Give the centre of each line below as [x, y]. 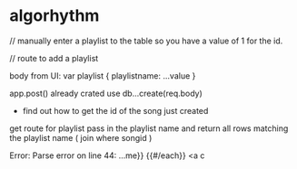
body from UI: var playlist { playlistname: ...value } [103, 75]
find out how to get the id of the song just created [115, 110]
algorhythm [54, 16]
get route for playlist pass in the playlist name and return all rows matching [149, 128]
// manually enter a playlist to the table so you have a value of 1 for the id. [146, 41]
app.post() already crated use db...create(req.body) [106, 93]
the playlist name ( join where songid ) [81, 137]
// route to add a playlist [54, 58]
